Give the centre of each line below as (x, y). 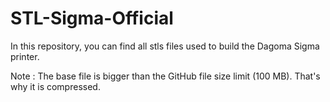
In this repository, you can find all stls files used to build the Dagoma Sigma (165, 46)
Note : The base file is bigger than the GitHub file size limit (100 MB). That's (165, 76)
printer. (25, 56)
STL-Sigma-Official (92, 18)
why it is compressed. (55, 86)
